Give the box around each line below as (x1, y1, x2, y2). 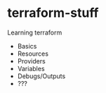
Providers (17, 56, 46, 65)
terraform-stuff (7, 5, 100, 21)
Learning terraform (7, 28, 62, 37)
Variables (17, 64, 45, 73)
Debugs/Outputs (17, 72, 66, 80)
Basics (17, 42, 37, 50)
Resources (17, 49, 49, 58)
